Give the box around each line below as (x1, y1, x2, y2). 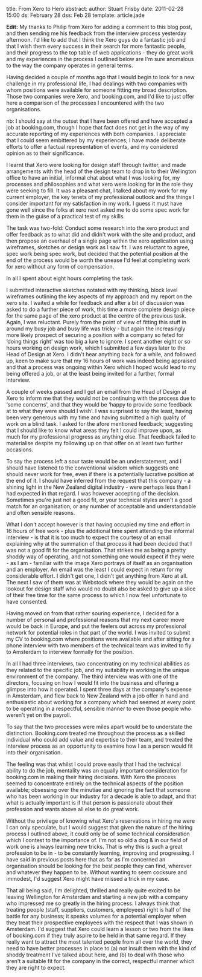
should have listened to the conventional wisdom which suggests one (6, 464, 179, 471)
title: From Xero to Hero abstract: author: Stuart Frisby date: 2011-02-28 (6, 5, 184, 12)
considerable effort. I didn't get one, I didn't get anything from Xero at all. (6, 572, 188, 580)
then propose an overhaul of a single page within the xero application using (6, 237, 194, 244)
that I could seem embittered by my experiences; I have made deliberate (6, 137, 186, 144)
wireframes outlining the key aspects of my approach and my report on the (6, 293, 192, 300)
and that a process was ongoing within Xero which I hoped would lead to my (6, 364, 196, 371)
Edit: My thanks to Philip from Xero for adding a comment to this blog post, (6, 24, 193, 30)
